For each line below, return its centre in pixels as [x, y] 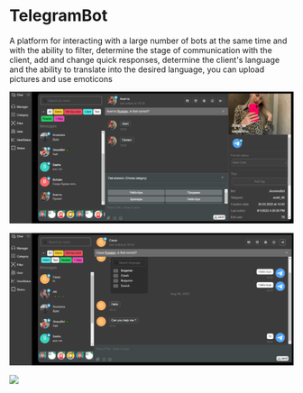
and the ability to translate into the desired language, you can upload [137, 69]
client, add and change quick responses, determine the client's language [145, 59]
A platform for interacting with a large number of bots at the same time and [148, 41]
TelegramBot [59, 16]
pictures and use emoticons [61, 78]
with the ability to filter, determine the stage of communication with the [141, 50]
